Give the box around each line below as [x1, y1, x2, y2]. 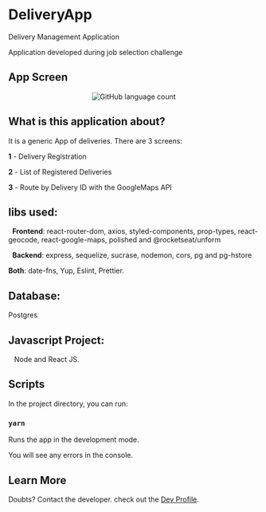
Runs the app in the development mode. [8, 435, 139, 444]
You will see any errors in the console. [8, 451, 134, 460]
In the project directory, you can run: [8, 399, 128, 408]
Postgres [8, 310, 38, 320]
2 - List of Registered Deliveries [8, 167, 112, 176]
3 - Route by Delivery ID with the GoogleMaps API [8, 182, 173, 192]
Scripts [8, 377, 45, 392]
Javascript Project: [8, 333, 105, 347]
